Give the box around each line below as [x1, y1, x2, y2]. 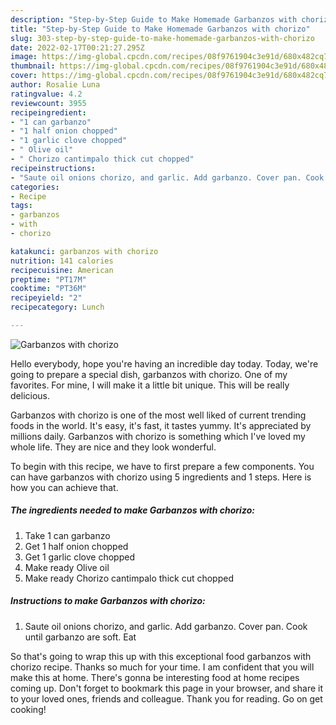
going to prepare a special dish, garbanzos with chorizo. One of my [10, 368, 288, 380]
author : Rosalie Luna [10, 80, 101, 90]
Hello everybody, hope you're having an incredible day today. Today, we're [10, 357, 319, 370]
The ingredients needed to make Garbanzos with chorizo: [10, 504, 255, 516]
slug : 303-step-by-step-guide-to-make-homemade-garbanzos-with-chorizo [10, 33, 315, 43]
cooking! [10, 703, 47, 715]
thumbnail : [10, 61, 56, 71]
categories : [10, 182, 60, 192]
